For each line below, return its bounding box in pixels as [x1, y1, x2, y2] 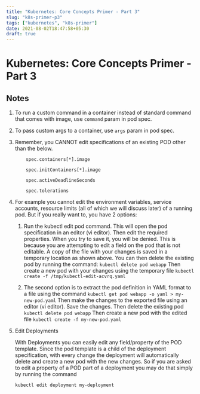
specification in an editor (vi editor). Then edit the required [23, 229, 168, 236]
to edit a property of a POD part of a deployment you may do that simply [14, 364, 193, 371]
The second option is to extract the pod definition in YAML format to [23, 284, 192, 291]
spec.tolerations [26, 188, 69, 194]
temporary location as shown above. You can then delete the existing [23, 255, 194, 262]
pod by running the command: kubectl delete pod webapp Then [23, 261, 181, 268]
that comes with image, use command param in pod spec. [14, 115, 152, 123]
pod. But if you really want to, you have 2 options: [14, 211, 137, 218]
